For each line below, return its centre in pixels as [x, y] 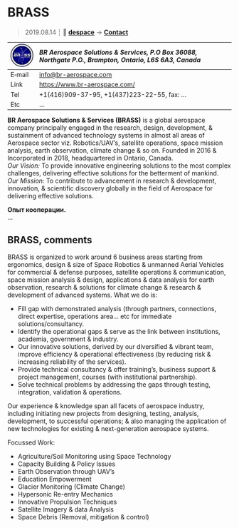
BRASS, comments [50, 240]
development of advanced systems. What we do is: [83, 295]
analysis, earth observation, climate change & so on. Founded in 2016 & [112, 151]
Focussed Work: [31, 442]
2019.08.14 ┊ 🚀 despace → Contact [76, 32]
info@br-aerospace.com [75, 75]
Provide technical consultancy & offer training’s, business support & [117, 370]
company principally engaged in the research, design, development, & [110, 128]
